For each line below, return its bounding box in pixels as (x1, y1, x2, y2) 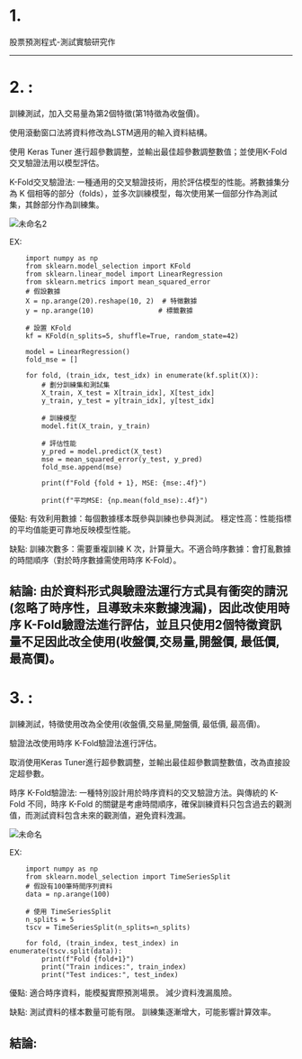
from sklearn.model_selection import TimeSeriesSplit (25, 872, 231, 881)
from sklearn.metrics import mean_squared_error (25, 277, 211, 287)
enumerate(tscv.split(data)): (9, 947, 123, 956)
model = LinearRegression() (25, 347, 130, 356)
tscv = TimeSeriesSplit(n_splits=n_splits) (25, 923, 191, 933)
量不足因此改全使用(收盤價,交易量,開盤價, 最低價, (9, 634, 280, 650)
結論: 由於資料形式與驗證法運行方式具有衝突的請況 (9, 583, 288, 599)
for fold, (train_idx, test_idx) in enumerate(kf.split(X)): (25, 370, 259, 379)
